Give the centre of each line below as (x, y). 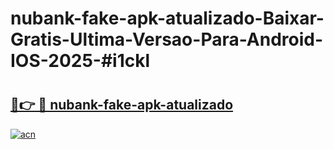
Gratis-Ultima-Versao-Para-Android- (167, 39)
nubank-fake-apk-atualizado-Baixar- (167, 18)
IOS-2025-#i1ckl (80, 61)
